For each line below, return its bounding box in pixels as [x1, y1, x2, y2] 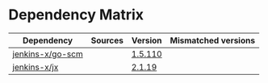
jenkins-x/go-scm [12, 48, 83, 60]
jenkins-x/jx [12, 61, 59, 73]
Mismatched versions [170, 35, 256, 46]
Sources [90, 35, 124, 46]
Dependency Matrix [8, 6, 144, 24]
